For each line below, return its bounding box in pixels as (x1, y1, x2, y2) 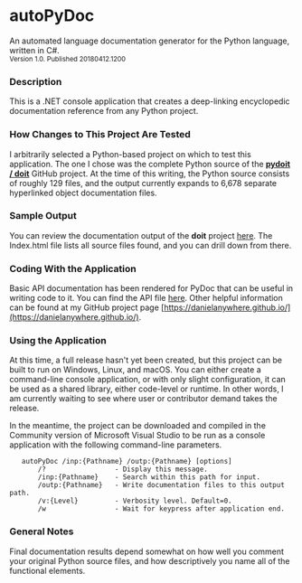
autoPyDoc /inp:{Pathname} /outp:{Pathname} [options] (21, 457, 232, 466)
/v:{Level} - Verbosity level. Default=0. (37, 496, 232, 506)
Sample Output (9, 210, 77, 222)
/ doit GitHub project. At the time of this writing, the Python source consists (9, 168, 290, 179)
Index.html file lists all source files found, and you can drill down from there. (9, 240, 292, 250)
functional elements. (9, 565, 86, 576)
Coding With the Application (9, 262, 137, 275)
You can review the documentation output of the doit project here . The (9, 230, 273, 240)
